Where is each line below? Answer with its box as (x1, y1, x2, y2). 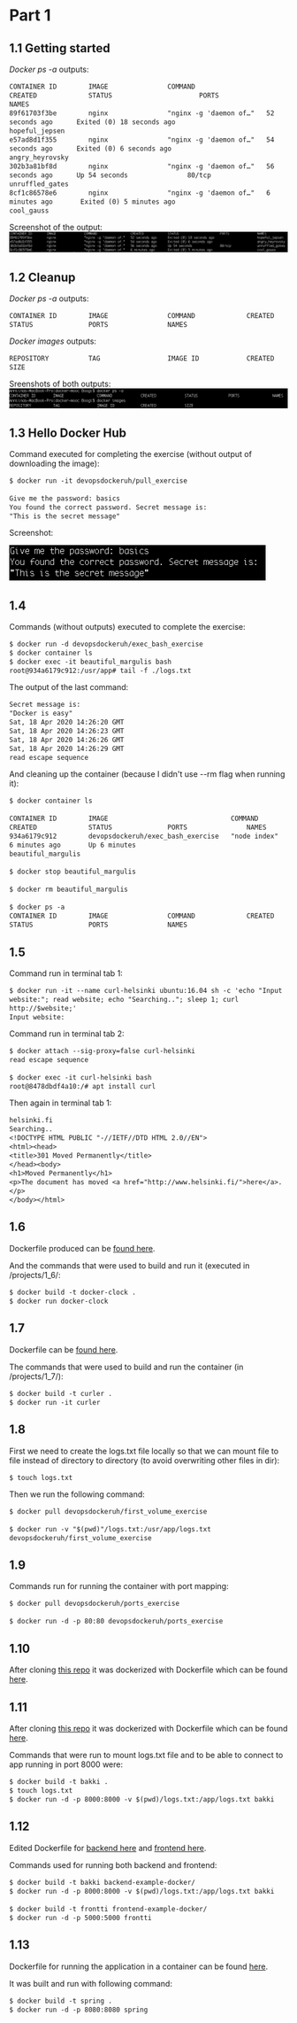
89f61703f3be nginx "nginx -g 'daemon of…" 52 (9, 109, 275, 118)
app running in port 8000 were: (9, 1759, 124, 1770)
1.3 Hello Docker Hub (9, 426, 126, 441)
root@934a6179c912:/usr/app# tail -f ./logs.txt (9, 666, 192, 676)
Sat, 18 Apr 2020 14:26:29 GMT (9, 745, 125, 754)
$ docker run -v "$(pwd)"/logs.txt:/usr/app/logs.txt (9, 1524, 212, 1533)
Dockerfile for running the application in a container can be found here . (9, 1961, 268, 1972)
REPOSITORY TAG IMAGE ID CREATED (9, 354, 275, 363)
